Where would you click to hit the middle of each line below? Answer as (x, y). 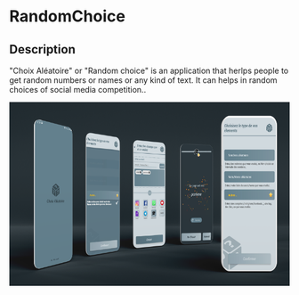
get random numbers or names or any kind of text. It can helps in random (143, 80)
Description (42, 49)
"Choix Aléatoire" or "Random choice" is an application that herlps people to (149, 70)
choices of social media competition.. (78, 90)
